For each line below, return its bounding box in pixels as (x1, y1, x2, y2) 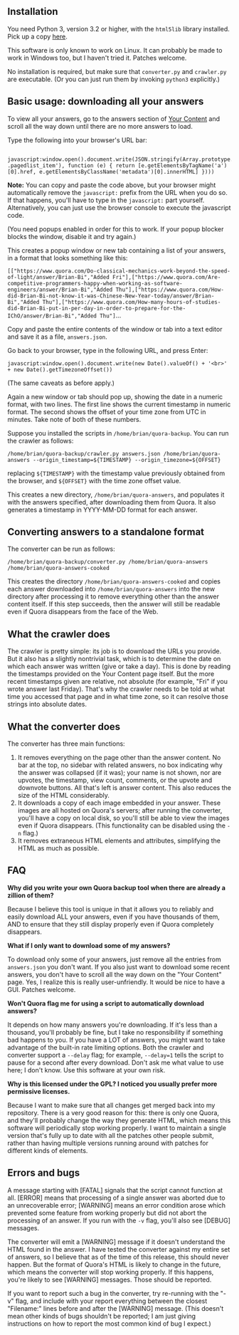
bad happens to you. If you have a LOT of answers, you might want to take (7, 1035, 225, 1044)
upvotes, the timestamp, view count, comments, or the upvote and (17, 776, 212, 785)
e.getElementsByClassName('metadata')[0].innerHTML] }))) (38, 168, 215, 175)
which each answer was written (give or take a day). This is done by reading (7, 662, 231, 671)
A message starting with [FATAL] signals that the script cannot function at (7, 1186, 223, 1194)
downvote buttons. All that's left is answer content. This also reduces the (17, 783, 231, 792)
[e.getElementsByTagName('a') (137, 162, 228, 169)
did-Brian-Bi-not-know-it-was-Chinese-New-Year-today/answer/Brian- (7, 292, 215, 300)
